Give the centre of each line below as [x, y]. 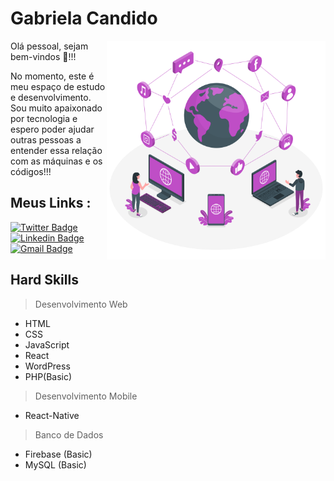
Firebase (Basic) [58, 454]
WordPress [47, 366]
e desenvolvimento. [51, 97]
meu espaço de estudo [58, 86]
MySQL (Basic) [55, 464]
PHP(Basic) [48, 376]
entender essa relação [56, 150]
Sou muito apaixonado [56, 108]
